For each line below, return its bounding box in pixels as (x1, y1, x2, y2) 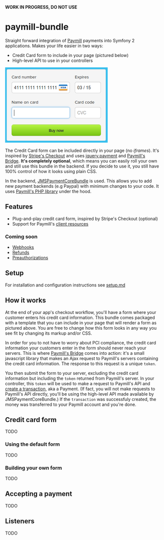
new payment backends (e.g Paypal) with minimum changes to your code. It (5, 183, 159, 189)
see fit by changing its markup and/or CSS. (5, 330, 92, 336)
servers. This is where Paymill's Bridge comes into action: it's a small (5, 350, 145, 356)
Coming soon (5, 233, 38, 240)
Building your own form (5, 464, 62, 471)
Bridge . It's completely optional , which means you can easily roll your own (5, 158, 157, 164)
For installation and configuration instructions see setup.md (5, 282, 126, 288)
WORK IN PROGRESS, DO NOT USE (5, 4, 78, 10)
